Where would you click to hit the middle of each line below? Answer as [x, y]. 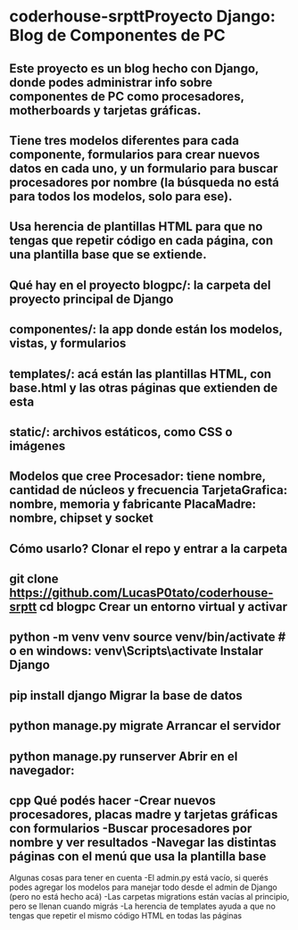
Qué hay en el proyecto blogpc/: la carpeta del [140, 285]
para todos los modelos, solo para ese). [121, 196]
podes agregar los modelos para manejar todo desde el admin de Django [144, 887]
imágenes [37, 445]
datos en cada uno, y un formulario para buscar [144, 168]
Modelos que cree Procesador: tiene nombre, [137, 477]
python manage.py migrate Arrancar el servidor [145, 726]
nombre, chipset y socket [82, 519]
